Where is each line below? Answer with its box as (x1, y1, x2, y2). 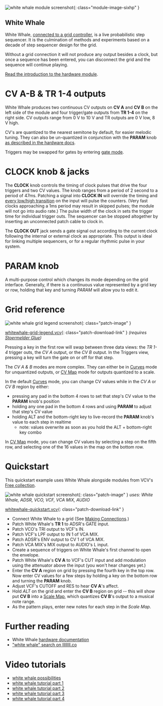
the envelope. (12, 552, 40, 557)
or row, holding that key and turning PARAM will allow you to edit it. (5, 287, 139, 293)
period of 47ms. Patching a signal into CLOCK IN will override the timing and (5, 192, 158, 198)
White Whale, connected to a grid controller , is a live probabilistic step (5, 32, 145, 37)
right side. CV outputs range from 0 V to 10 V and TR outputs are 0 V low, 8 (5, 114, 155, 120)
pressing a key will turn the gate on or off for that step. (5, 354, 114, 360)
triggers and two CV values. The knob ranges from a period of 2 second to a (5, 187, 158, 193)
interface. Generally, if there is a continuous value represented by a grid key (5, 281, 157, 287)
